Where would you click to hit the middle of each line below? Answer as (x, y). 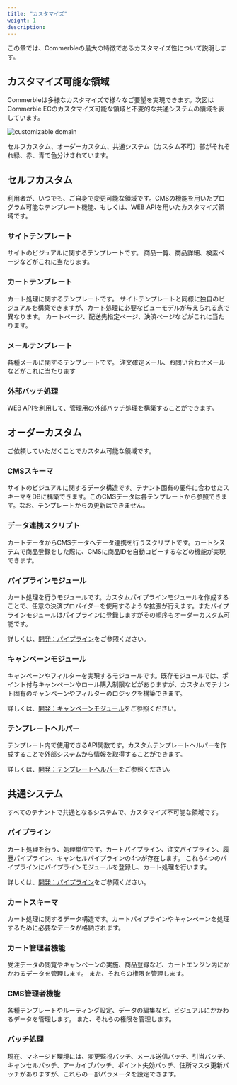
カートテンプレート (40, 282)
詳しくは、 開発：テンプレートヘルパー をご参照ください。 (91, 769)
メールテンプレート (40, 345)
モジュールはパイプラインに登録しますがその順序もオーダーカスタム (125, 615)
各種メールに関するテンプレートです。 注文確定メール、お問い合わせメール (116, 362)
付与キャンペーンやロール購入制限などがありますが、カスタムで (119, 684)
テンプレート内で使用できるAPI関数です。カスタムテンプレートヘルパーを (114, 745)
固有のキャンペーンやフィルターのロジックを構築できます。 (99, 694)
